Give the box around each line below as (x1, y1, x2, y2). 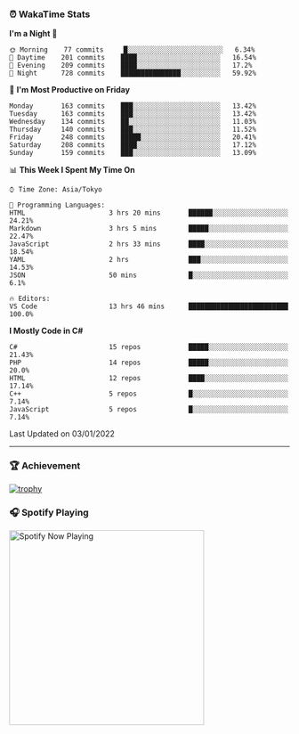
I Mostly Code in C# (9, 325, 84, 337)
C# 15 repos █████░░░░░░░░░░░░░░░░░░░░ (9, 343, 289, 352)
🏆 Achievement (9, 460, 81, 472)
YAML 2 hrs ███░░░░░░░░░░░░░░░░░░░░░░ (9, 256, 289, 265)
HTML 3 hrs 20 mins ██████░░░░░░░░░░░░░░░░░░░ (9, 208, 289, 217)
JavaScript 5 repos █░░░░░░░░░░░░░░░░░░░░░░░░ (9, 405, 289, 414)
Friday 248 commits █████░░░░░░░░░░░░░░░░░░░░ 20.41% (9, 133, 256, 142)
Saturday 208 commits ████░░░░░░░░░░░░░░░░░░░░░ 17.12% (9, 141, 256, 150)
